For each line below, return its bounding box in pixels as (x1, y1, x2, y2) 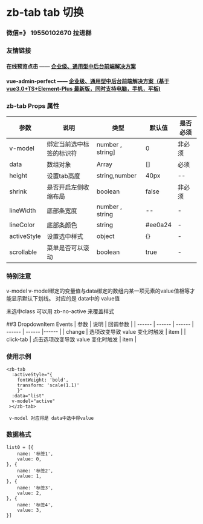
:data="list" (11, 393, 45, 399)
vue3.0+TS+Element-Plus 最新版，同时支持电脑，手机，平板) (6, 85, 161, 93)
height (9, 171, 28, 179)
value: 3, (17, 507, 42, 514)
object (96, 231, 115, 240)
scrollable (9, 248, 37, 256)
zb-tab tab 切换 (6, 5, 84, 19)
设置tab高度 (47, 171, 80, 180)
